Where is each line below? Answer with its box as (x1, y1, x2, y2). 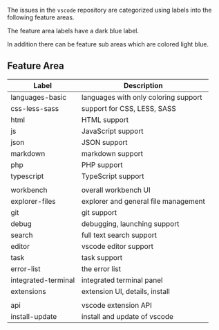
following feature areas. (7, 13, 75, 21)
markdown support (82, 148, 144, 158)
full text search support (82, 230, 158, 240)
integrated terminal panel (82, 275, 163, 285)
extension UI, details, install (82, 286, 171, 296)
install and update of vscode (82, 311, 174, 321)
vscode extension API (82, 300, 152, 310)
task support (82, 252, 123, 262)
